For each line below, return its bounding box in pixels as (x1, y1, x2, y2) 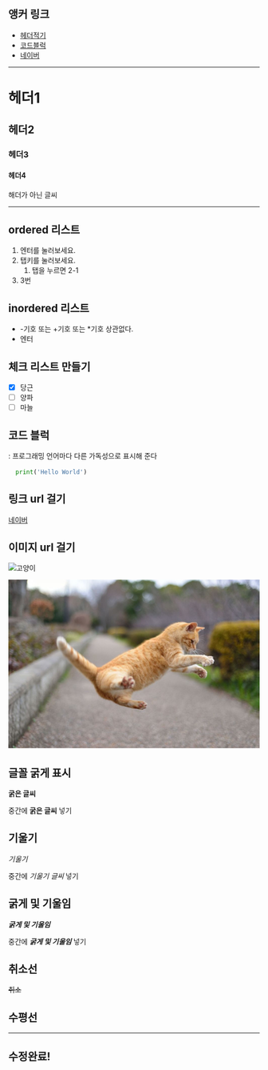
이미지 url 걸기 (8, 541, 76, 555)
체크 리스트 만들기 (8, 359, 91, 374)
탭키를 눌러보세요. (19, 255, 76, 266)
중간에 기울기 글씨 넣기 (8, 871, 79, 880)
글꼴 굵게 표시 (8, 766, 72, 779)
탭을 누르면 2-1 (31, 266, 79, 275)
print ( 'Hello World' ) (15, 467, 88, 476)
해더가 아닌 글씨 (8, 190, 58, 199)
